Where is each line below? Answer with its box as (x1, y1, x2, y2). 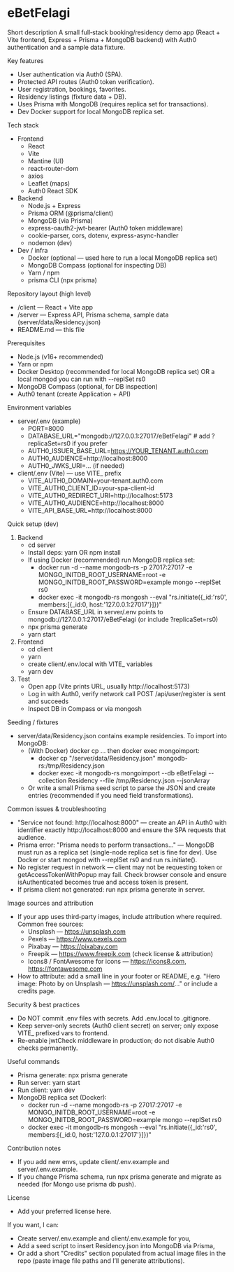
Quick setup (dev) (7, 520, 59, 528)
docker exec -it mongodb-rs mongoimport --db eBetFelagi (38, 768, 207, 777)
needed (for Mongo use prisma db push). (17, 1180, 136, 1188)
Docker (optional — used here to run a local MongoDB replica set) (27, 254, 218, 262)
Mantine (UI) (27, 156, 64, 165)
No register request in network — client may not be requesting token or (17, 863, 223, 871)
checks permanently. (17, 1044, 78, 1052)
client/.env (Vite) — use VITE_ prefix (17, 469, 122, 477)
